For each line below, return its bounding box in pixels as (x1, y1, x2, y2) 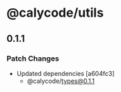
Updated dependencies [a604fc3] (16, 69, 115, 77)
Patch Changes (6, 54, 60, 63)
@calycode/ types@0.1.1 (26, 77, 95, 85)
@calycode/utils (6, 5, 104, 21)
